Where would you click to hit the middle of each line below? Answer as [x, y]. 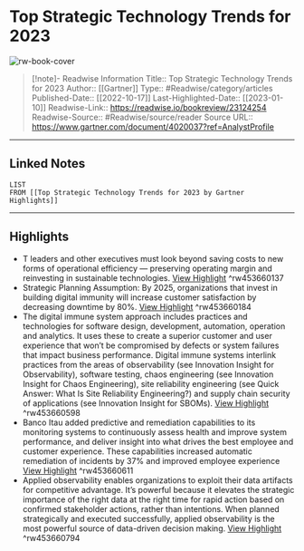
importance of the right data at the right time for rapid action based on [153, 499]
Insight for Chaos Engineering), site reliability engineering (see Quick [151, 383]
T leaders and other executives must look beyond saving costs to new [153, 258]
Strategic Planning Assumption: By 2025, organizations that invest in [150, 287]
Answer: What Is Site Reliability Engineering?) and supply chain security [157, 393]
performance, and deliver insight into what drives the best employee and [158, 441]
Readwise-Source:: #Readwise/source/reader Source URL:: [142, 117]
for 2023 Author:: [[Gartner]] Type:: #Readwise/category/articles [152, 88]
